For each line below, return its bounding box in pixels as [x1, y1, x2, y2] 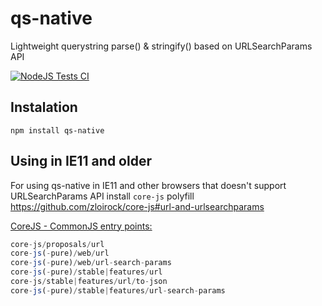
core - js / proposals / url [10, 239, 105, 249]
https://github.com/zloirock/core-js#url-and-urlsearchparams [10, 200, 265, 212]
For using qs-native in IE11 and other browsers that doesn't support [10, 179, 287, 191]
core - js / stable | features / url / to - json [10, 277, 168, 287]
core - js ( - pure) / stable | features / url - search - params [10, 285, 226, 296]
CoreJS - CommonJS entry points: [10, 220, 153, 232]
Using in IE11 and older [10, 153, 152, 170]
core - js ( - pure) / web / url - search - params [10, 258, 172, 268]
